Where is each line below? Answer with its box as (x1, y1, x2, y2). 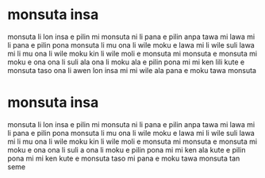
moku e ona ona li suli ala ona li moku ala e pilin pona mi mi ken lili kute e (7, 57, 245, 67)
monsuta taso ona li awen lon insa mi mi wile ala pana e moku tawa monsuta (7, 65, 257, 75)
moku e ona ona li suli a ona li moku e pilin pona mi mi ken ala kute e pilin (7, 145, 246, 154)
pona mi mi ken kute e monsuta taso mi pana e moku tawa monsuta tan (7, 153, 240, 163)
